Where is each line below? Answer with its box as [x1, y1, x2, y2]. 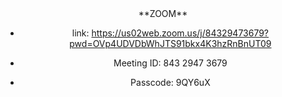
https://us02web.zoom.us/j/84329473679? [91, 27, 270, 39]
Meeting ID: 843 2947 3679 [113, 57, 228, 69]
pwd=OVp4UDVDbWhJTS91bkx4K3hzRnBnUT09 [69, 38, 272, 49]
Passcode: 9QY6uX [130, 77, 211, 88]
